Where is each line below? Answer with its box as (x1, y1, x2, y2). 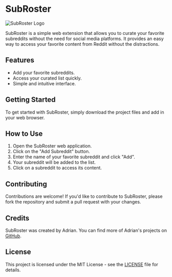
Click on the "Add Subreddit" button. (12, 149, 90, 155)
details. (5, 267, 21, 273)
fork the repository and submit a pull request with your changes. (5, 199, 141, 205)
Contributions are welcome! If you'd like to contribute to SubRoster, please (5, 193, 163, 199)
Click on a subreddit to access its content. (12, 165, 102, 171)
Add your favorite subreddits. (12, 69, 75, 76)
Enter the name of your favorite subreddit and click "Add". (12, 154, 135, 160)
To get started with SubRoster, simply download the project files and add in (5, 109, 164, 115)
